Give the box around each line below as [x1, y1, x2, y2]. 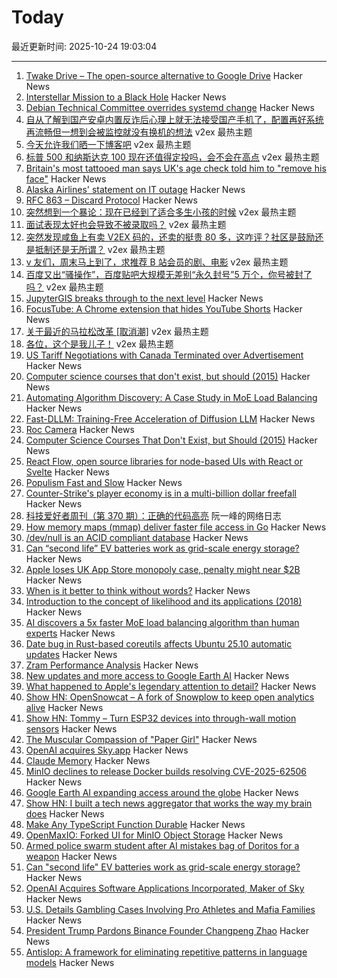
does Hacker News [25, 807, 105, 820]
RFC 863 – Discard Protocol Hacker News [25, 194, 198, 206]
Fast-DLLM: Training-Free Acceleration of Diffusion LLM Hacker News [25, 412, 316, 425]
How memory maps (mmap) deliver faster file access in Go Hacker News [25, 521, 327, 533]
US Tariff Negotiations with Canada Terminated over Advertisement [25, 349, 304, 361]
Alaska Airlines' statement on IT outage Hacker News [25, 183, 246, 195]
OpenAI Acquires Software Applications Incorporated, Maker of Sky [25, 882, 305, 894]
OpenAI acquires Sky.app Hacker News [25, 744, 189, 756]
